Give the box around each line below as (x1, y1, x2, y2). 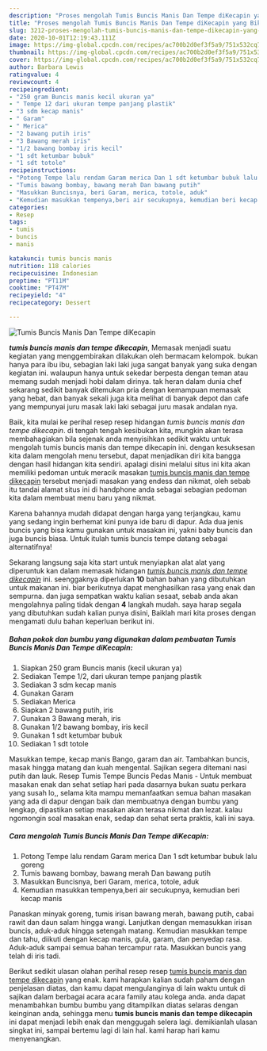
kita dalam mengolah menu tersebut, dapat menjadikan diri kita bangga (9, 451, 241, 460)
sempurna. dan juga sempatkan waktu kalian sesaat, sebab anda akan (9, 591, 238, 600)
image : (9, 41, 31, 49)
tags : (9, 218, 27, 226)
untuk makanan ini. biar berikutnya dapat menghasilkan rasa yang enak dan (9, 582, 256, 592)
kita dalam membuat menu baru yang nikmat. (9, 493, 157, 502)
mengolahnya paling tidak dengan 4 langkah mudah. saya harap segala (9, 600, 242, 609)
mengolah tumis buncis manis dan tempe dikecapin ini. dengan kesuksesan (9, 442, 256, 452)
